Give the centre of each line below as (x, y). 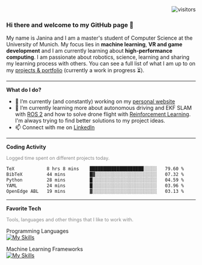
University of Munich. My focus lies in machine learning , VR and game (94, 44)
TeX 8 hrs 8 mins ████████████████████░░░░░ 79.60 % (95, 169)
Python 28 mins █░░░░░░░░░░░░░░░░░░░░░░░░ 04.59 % (95, 180)
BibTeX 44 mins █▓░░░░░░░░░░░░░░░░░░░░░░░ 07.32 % (95, 175)
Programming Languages (38, 231)
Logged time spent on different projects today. (58, 158)
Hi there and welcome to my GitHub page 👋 (70, 25)
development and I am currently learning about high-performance (89, 51)
